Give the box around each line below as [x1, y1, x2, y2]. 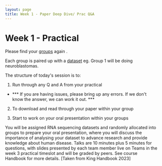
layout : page [5, 7, 32, 12]
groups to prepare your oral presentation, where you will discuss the [5, 130, 142, 136]
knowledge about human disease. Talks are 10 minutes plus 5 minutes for [5, 140, 152, 146]
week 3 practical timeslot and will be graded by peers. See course [5, 150, 138, 156]
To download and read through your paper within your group [12, 106, 134, 112]
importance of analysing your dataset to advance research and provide [5, 135, 147, 141]
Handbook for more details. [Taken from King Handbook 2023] [5, 156, 131, 162]
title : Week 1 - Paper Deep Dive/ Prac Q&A [5, 12, 95, 17]
